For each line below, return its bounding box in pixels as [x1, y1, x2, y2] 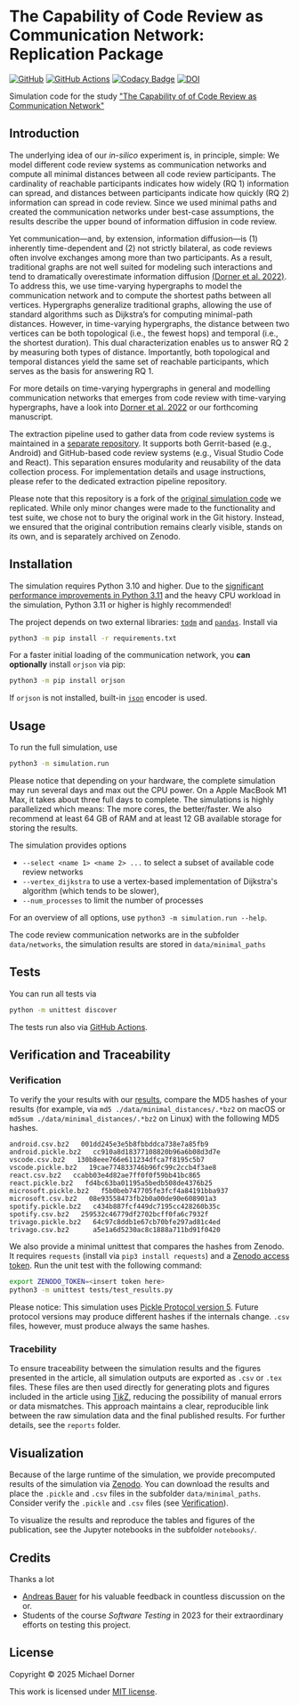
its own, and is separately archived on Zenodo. [9, 531, 181, 541]
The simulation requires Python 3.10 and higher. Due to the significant [9, 581, 264, 591]
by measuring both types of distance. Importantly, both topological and [9, 346, 270, 357]
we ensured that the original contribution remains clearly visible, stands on [9, 521, 283, 532]
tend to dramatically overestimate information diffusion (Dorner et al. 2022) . [9, 271, 287, 281]
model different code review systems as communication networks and [9, 158, 267, 170]
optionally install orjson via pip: [9, 659, 126, 670]
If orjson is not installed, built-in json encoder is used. [9, 693, 207, 703]
